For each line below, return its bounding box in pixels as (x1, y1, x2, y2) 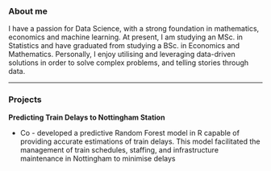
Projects (8, 94, 42, 105)
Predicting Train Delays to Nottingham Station (8, 112, 165, 122)
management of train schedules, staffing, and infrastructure (19, 145, 219, 154)
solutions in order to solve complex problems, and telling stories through (8, 58, 249, 67)
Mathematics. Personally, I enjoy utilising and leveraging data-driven (8, 50, 236, 59)
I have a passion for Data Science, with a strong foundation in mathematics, (8, 24, 260, 34)
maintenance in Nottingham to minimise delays (19, 153, 176, 163)
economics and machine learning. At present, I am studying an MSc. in (8, 32, 244, 42)
